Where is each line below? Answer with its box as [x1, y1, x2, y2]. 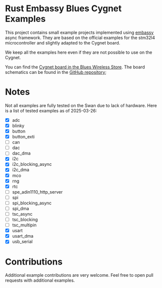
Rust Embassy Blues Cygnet [5, 3, 122, 14]
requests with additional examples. [5, 277, 75, 284]
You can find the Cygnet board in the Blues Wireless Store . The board [5, 64, 145, 70]
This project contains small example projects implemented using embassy [5, 29, 154, 35]
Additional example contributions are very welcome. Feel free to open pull [5, 272, 154, 278]
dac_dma [12, 150, 31, 156]
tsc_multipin [12, 222, 37, 228]
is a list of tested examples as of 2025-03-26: [5, 108, 97, 113]
